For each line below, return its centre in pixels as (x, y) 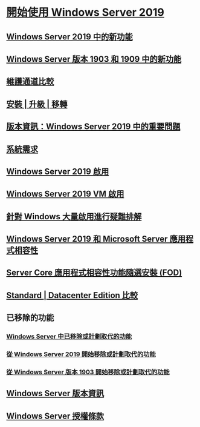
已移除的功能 (30, 318)
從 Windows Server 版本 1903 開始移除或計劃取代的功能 (88, 372)
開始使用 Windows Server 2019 (85, 12)
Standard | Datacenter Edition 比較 (72, 295)
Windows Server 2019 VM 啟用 (65, 194)
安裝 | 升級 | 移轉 (37, 104)
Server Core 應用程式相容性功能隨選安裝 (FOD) (94, 273)
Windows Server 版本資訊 (55, 393)
